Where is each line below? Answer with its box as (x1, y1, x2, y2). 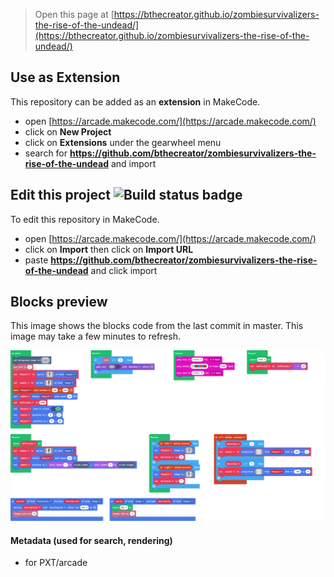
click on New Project (24, 125, 112, 138)
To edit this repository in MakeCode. (10, 213, 160, 225)
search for (24, 147, 68, 159)
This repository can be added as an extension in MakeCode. (10, 95, 261, 108)
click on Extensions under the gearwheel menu (24, 136, 222, 148)
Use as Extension (10, 69, 121, 86)
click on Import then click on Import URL (24, 243, 194, 255)
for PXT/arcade (24, 557, 88, 569)
